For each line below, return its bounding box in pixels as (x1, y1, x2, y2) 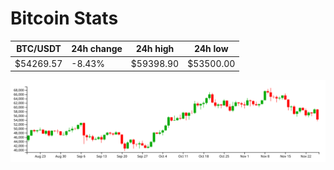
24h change (71, 43, 123, 55)
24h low (193, 43, 229, 55)
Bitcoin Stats (10, 7, 119, 30)
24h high (135, 43, 175, 55)
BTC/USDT (16, 43, 62, 55)
